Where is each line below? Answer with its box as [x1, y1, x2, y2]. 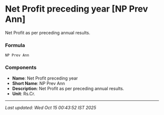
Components [5, 64, 37, 71]
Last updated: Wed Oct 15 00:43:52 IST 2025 [5, 104, 97, 110]
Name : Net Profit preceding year [12, 75, 78, 81]
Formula [5, 42, 25, 49]
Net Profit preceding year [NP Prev [5, 3, 148, 15]
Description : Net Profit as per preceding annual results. [12, 85, 124, 91]
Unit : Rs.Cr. [12, 91, 36, 97]
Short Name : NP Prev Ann [12, 80, 65, 86]
